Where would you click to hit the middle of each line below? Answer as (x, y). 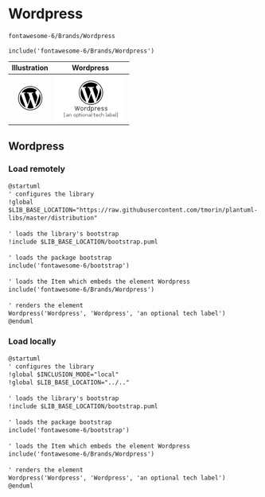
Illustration (30, 68)
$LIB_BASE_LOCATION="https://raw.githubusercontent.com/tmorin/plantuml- (133, 210)
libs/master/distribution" (53, 218)
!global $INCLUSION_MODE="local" (64, 375)
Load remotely (37, 169)
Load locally (32, 341)
